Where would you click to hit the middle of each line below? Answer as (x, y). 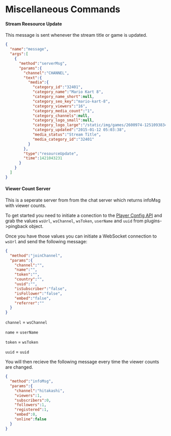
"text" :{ (33, 78)
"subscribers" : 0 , (33, 400)
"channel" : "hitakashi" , (40, 391)
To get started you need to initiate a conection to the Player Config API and (84, 215)
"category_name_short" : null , (63, 97)
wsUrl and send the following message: (46, 241)
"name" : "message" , (30, 49)
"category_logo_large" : (58, 125)
